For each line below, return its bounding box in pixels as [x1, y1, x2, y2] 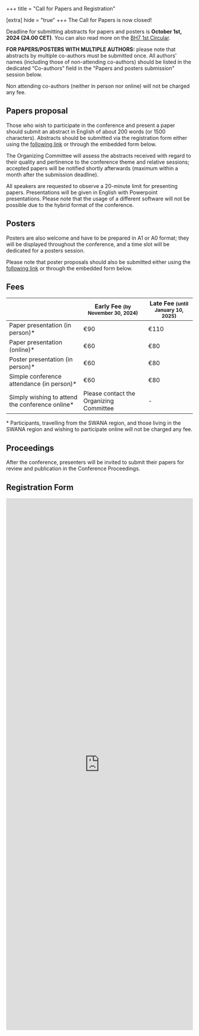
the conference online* [9, 400, 74, 409]
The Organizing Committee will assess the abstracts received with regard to [6, 152, 191, 159]
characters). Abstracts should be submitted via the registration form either [6, 134, 188, 141]
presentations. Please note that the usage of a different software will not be [6, 195, 190, 202]
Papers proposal [6, 106, 68, 116]
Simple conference [9, 372, 62, 381]
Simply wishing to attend [9, 393, 78, 401]
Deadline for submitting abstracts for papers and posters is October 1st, [6, 28, 182, 35]
